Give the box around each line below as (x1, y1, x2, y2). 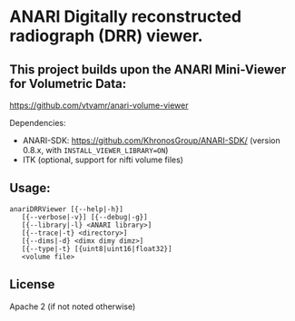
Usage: (9, 180, 52, 196)
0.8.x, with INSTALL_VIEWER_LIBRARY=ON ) (22, 145, 169, 155)
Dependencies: (9, 118, 66, 128)
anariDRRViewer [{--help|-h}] (9, 204, 124, 214)
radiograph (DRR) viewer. (9, 25, 203, 46)
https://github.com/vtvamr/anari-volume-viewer (9, 100, 189, 111)
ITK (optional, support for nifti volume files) (22, 154, 184, 165)
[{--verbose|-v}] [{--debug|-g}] (21, 212, 148, 221)
